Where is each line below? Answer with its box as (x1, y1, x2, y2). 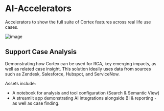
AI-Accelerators (5, 3, 72, 14)
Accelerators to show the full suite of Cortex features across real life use (5, 19, 151, 25)
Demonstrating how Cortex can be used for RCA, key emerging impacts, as (5, 60, 157, 66)
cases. (5, 24, 19, 30)
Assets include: (5, 80, 36, 86)
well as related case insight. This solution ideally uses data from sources (5, 66, 151, 72)
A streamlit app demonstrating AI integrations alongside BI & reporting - (12, 95, 157, 101)
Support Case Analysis (5, 48, 77, 56)
